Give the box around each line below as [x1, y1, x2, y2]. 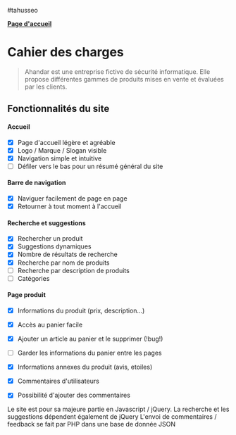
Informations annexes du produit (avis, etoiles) [17, 362, 153, 372]
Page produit [7, 291, 46, 299]
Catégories [17, 274, 50, 282]
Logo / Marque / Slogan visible [17, 146, 107, 154]
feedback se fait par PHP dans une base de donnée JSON [7, 420, 176, 429]
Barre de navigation [7, 179, 66, 187]
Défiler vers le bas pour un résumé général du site [17, 162, 163, 170]
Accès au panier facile [17, 320, 83, 329]
